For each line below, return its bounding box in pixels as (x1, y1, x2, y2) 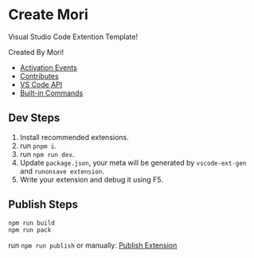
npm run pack (8, 226, 52, 234)
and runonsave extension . (19, 166, 105, 176)
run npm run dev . (19, 149, 75, 158)
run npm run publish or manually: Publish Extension (8, 240, 178, 250)
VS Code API (19, 80, 63, 89)
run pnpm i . (19, 141, 57, 150)
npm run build (8, 219, 56, 227)
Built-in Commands (19, 88, 84, 97)
